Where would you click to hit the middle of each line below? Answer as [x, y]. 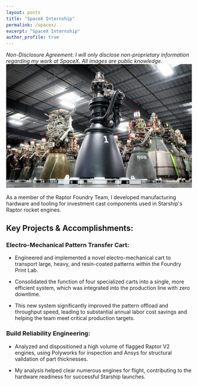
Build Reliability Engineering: [48, 334]
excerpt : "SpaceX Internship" [43, 31]
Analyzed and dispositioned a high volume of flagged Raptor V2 [92, 346]
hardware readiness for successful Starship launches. [80, 377]
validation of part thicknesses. [51, 359]
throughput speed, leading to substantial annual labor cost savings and [101, 312]
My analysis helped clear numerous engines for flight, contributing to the [103, 370]
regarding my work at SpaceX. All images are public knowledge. [84, 61]
